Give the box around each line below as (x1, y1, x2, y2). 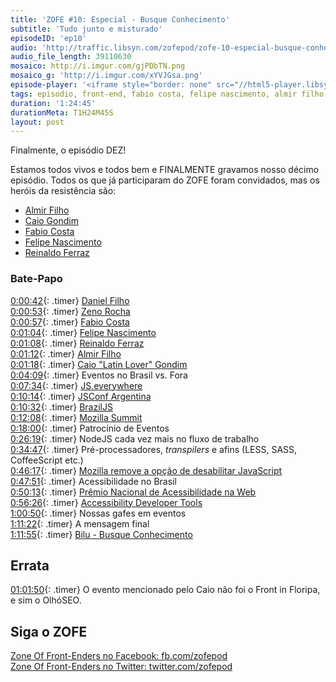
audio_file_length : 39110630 (10, 52, 132, 62)
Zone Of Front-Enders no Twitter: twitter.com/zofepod (10, 661, 233, 673)
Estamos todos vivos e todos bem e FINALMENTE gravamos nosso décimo (10, 164, 320, 176)
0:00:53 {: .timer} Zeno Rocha (10, 305, 131, 317)
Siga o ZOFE (10, 623, 88, 640)
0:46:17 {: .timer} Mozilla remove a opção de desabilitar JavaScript (10, 464, 283, 476)
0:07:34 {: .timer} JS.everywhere (10, 379, 143, 391)
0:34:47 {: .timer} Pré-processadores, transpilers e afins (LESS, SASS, (10, 443, 298, 455)
